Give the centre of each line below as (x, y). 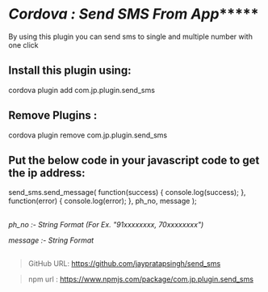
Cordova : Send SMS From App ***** (134, 14)
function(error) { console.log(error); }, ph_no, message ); (103, 201)
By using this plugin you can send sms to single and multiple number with (130, 36)
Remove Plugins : (53, 115)
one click (23, 44)
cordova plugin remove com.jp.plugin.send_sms (88, 135)
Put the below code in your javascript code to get (134, 160)
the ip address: (47, 173)
